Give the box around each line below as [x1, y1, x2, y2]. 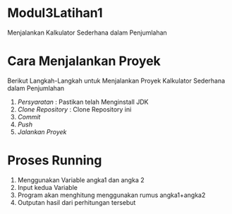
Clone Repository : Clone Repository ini [17, 105, 132, 114]
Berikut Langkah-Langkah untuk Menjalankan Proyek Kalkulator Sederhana [7, 76, 226, 85]
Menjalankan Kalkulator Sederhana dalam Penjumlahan [7, 28, 167, 37]
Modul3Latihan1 [7, 5, 104, 21]
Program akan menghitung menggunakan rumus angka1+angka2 [17, 191, 206, 199]
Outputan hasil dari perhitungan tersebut [17, 198, 136, 206]
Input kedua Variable [17, 183, 78, 191]
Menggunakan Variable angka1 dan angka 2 [17, 175, 145, 184]
